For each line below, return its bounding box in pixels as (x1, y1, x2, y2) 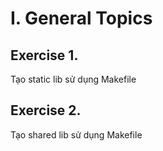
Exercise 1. (10, 47, 79, 64)
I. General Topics (10, 7, 153, 30)
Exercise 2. (10, 102, 82, 119)
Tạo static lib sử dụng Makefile (10, 73, 137, 85)
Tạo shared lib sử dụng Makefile (10, 128, 143, 141)
